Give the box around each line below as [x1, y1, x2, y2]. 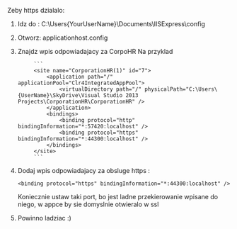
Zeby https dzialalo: [7, 6, 65, 14]
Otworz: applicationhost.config [17, 33, 108, 42]
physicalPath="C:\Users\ [144, 86, 218, 93]
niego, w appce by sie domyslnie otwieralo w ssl [17, 200, 159, 208]
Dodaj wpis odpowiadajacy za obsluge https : [17, 167, 151, 174]
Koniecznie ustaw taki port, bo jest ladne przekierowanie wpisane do [17, 193, 218, 201]
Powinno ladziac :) [17, 214, 72, 222]
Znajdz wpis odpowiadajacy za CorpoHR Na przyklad [17, 48, 173, 55]
